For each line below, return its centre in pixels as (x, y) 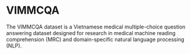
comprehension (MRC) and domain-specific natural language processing (95, 39)
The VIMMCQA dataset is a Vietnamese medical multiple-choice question (96, 27)
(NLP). (14, 46)
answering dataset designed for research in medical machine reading (91, 33)
